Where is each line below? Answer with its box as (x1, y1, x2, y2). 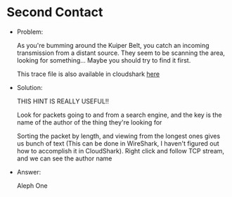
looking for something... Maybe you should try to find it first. (16, 56, 191, 64)
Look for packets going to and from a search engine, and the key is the (16, 110, 222, 119)
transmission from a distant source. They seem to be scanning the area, (16, 49, 226, 57)
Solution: (16, 83, 43, 91)
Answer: (16, 167, 41, 176)
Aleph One (16, 181, 48, 190)
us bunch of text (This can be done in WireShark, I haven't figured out (16, 139, 219, 148)
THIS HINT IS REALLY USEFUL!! (16, 96, 110, 106)
